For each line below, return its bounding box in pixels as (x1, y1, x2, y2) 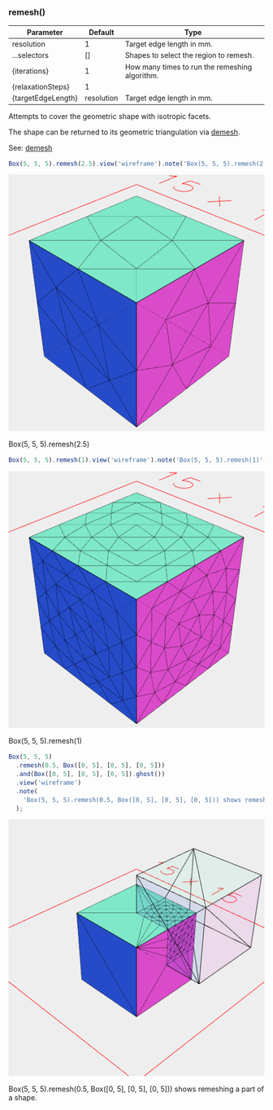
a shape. (8, 1093, 38, 1103)
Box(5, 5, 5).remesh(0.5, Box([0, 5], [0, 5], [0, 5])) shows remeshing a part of (8, 1084, 264, 1094)
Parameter (27, 27, 63, 37)
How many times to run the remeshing (124, 62, 253, 72)
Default (89, 27, 115, 37)
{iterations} (11, 66, 50, 76)
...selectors (11, 50, 49, 60)
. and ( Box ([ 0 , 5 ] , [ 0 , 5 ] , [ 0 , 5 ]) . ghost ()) (15, 770, 166, 779)
